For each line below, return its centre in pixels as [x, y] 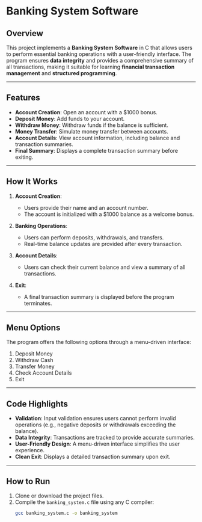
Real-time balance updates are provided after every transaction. [103, 244]
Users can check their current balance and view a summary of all [105, 267]
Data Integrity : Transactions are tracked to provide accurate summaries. [105, 438]
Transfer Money [35, 367]
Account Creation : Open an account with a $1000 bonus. [86, 112]
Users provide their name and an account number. [86, 207]
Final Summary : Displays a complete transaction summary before [96, 150]
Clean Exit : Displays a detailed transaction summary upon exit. [93, 457]
